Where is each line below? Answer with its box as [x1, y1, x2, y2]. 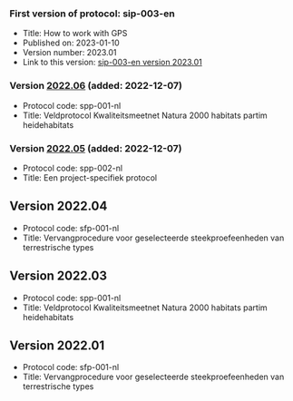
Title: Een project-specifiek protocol [22, 171, 157, 183]
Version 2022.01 [9, 337, 105, 353]
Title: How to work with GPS [22, 28, 128, 39]
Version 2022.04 [9, 199, 108, 214]
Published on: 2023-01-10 [22, 37, 120, 48]
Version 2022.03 [9, 269, 107, 284]
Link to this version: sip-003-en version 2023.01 [22, 57, 202, 68]
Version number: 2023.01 [22, 47, 117, 58]
